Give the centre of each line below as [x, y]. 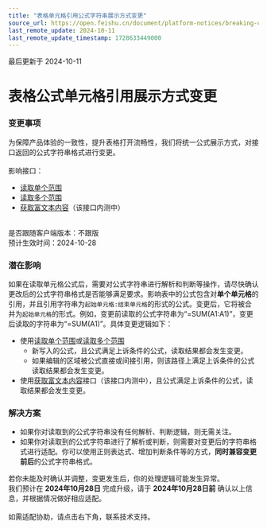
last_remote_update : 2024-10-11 [62, 30]
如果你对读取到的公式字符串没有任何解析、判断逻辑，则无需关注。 [128, 432]
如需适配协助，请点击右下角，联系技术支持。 [81, 517]
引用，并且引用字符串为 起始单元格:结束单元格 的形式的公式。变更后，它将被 [127, 304]
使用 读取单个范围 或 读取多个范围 [72, 341]
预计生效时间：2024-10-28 [52, 243]
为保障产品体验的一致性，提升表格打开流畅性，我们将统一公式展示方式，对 [130, 142]
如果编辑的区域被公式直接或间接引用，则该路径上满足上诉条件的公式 [143, 361]
